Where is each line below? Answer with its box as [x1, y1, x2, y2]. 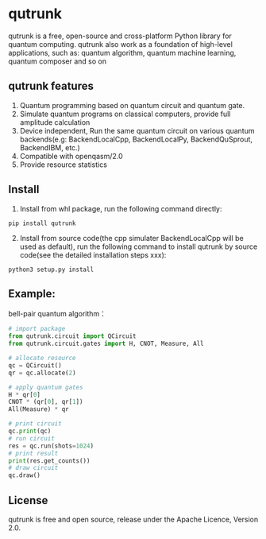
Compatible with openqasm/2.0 [19, 151, 123, 161]
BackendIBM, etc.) [19, 142, 81, 152]
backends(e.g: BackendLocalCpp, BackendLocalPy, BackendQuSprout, [19, 134, 253, 144]
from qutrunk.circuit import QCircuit [8, 332, 137, 340]
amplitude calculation [19, 117, 91, 127]
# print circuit [8, 420, 62, 428]
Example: [8, 287, 56, 301]
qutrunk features [8, 79, 94, 93]
